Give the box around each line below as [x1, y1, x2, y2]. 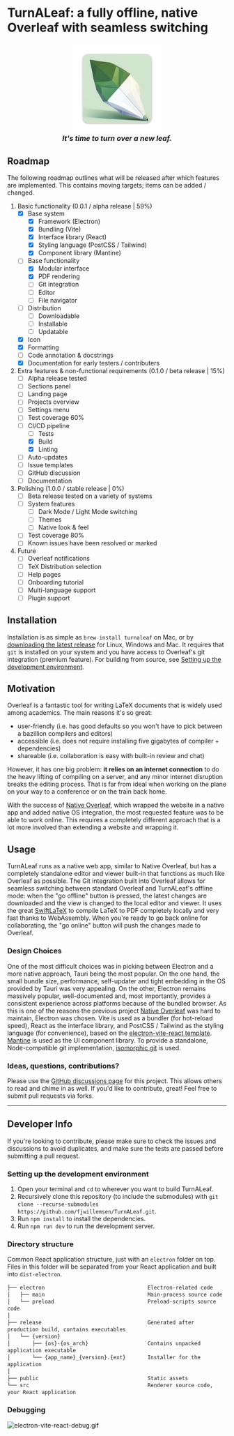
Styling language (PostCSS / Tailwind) [38, 241, 148, 249]
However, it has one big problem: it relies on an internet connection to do [7, 765, 219, 773]
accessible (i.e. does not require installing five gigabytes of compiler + [17, 737, 219, 746]
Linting [38, 445, 58, 453]
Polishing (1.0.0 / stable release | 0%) [17, 485, 125, 493]
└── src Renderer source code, [7, 1382, 214, 1389]
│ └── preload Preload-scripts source [7, 1299, 217, 1306]
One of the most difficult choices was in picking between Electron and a [7, 962, 214, 970]
